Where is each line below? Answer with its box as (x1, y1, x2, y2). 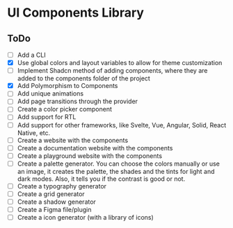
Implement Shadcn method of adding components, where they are (17, 67, 208, 75)
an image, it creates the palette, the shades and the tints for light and (17, 167, 215, 175)
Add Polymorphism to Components (17, 82, 118, 90)
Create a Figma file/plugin (17, 206, 92, 213)
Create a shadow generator (17, 198, 96, 206)
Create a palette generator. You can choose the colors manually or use (17, 159, 220, 168)
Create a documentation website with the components (17, 143, 173, 152)
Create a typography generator (17, 182, 106, 190)
